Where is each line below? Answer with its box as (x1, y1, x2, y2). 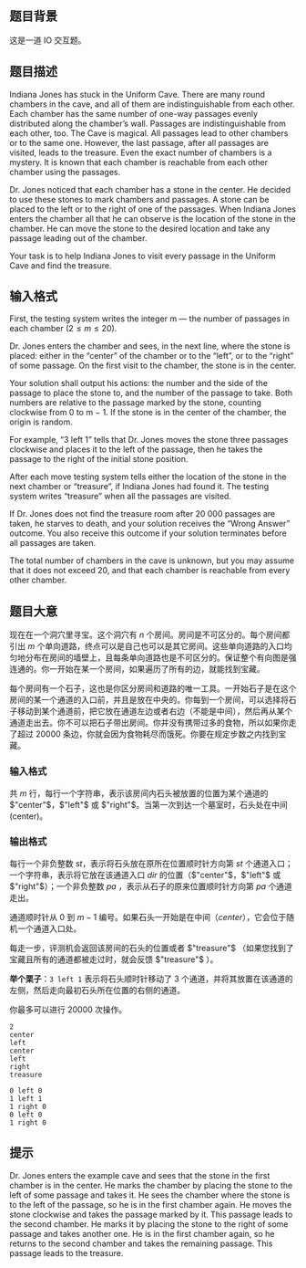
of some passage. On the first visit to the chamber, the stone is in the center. (9, 360, 297, 372)
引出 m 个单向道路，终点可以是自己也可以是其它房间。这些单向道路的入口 (9, 641, 285, 652)
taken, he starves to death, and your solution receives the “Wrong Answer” (9, 519, 291, 529)
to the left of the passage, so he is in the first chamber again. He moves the (9, 1199, 292, 1210)
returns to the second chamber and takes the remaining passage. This (9, 1238, 273, 1249)
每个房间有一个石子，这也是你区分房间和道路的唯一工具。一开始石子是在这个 (9, 683, 297, 694)
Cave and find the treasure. (9, 259, 112, 271)
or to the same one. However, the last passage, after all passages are (9, 137, 269, 148)
